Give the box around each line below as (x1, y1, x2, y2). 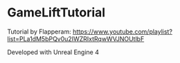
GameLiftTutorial (7, 5, 106, 21)
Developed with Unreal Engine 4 (7, 48, 99, 56)
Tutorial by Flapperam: (7, 27, 71, 36)
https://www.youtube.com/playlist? (72, 27, 173, 36)
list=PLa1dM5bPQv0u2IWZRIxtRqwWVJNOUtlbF (7, 34, 145, 42)
